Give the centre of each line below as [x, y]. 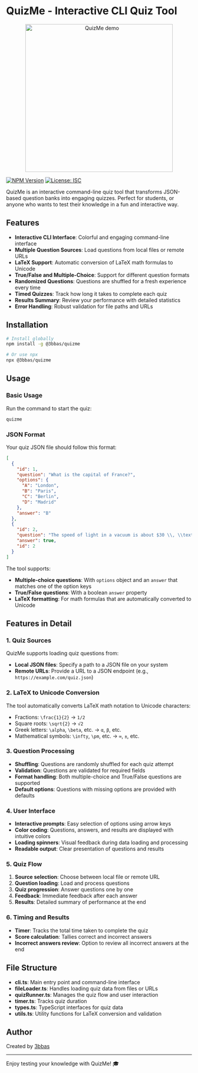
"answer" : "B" [34, 513]
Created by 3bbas [28, 1046]
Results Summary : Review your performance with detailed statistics [98, 300]
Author [19, 1032]
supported [27, 783]
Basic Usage [24, 396]
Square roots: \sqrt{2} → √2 [49, 723]
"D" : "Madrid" [39, 502]
